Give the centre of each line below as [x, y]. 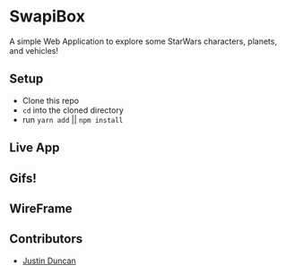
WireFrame [41, 208]
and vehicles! [34, 50]
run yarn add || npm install [73, 119]
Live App [35, 148]
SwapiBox [47, 17]
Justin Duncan [49, 261]
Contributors [46, 239]
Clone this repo [50, 100]
